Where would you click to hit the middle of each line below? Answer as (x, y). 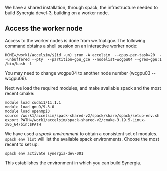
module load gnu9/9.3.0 (30, 107)
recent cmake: (20, 93)
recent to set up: (22, 144)
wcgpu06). (16, 78)
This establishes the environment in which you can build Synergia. (73, 163)
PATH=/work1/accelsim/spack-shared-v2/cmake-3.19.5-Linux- (83, 120)
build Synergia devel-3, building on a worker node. (57, 13)
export (12, 120)
